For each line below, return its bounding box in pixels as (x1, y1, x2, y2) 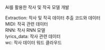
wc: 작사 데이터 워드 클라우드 (5, 40, 62, 46)
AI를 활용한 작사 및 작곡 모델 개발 (5, 4, 69, 10)
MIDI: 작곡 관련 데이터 (5, 21, 48, 27)
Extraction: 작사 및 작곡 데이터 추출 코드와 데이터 (5, 15, 101, 21)
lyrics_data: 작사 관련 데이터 (5, 34, 61, 39)
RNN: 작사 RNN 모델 (5, 27, 45, 33)
